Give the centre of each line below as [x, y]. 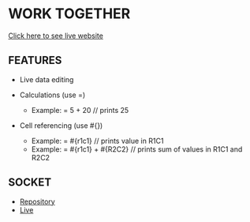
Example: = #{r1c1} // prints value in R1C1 [97, 141]
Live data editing [47, 79]
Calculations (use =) [52, 95]
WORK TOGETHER [69, 14]
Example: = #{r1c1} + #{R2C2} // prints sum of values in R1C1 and [137, 149]
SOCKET [30, 182]
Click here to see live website [56, 36]
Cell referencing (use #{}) [61, 125]
